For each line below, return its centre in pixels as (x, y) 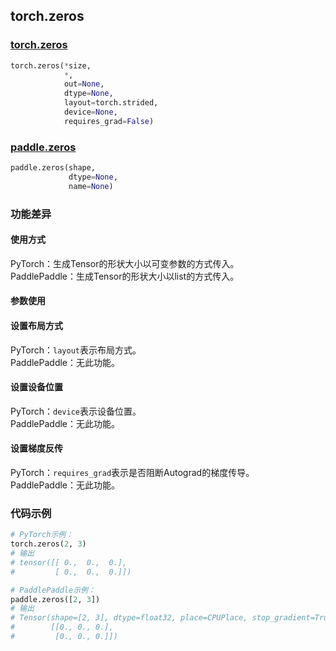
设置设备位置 (36, 387)
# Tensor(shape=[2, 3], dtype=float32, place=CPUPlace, (129, 618)
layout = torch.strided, (111, 103)
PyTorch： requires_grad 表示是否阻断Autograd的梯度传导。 (132, 473)
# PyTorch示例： (42, 535)
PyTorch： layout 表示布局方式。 (76, 350)
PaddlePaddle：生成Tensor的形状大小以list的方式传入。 (125, 276)
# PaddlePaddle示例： (53, 590)
